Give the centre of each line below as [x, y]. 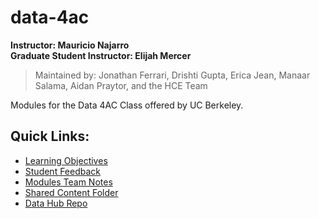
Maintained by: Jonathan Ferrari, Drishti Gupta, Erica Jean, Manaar [172, 75]
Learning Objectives [66, 160]
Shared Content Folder [71, 192]
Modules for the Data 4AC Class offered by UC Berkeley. [127, 105]
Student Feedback [63, 171]
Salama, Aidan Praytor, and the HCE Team [121, 85]
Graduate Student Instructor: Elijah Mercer [101, 55]
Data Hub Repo [56, 203]
